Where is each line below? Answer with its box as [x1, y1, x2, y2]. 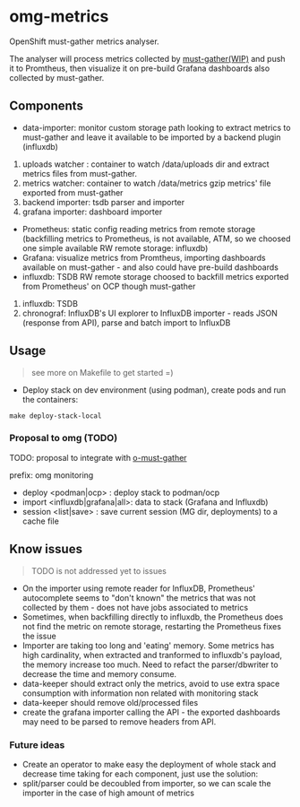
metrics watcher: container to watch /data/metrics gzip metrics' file [21, 178, 271, 188]
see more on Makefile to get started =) [30, 367, 174, 377]
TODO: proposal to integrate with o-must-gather [9, 452, 187, 463]
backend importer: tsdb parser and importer [21, 196, 185, 207]
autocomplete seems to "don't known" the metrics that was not [21, 592, 256, 603]
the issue [21, 630, 56, 641]
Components [9, 99, 83, 114]
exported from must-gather [21, 187, 124, 198]
